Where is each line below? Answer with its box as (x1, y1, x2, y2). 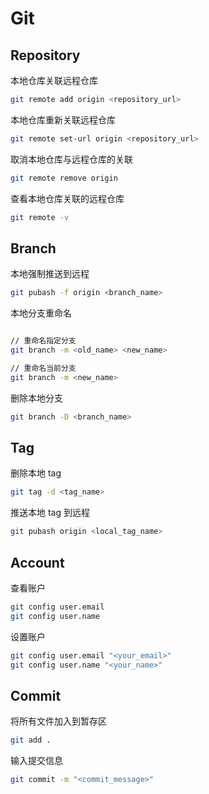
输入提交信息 (10, 755, 63, 767)
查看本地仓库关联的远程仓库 (10, 192, 125, 204)
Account (10, 554, 65, 571)
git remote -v (10, 212, 70, 222)
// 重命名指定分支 (10, 336, 77, 346)
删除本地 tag (10, 467, 62, 479)
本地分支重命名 (10, 307, 72, 319)
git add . (10, 735, 52, 746)
